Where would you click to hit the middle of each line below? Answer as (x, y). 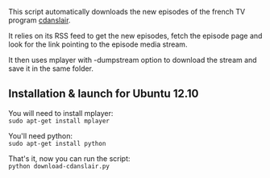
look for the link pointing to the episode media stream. (98, 44)
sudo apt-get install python (57, 143)
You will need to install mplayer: (61, 113)
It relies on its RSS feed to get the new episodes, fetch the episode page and (135, 36)
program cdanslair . (39, 20)
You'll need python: (41, 135)
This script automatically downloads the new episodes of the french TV (127, 12)
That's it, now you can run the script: (69, 158)
